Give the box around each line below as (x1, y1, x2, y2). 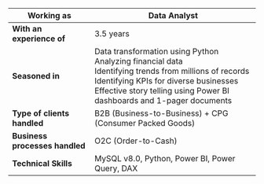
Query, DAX (93, 163, 138, 174)
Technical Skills (12, 158, 72, 168)
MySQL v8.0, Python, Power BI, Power (93, 153, 236, 164)
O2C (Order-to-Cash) (93, 135, 178, 146)
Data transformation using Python (93, 46, 219, 57)
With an (12, 24, 42, 34)
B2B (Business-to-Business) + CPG (93, 108, 229, 119)
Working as (27, 10, 72, 20)
